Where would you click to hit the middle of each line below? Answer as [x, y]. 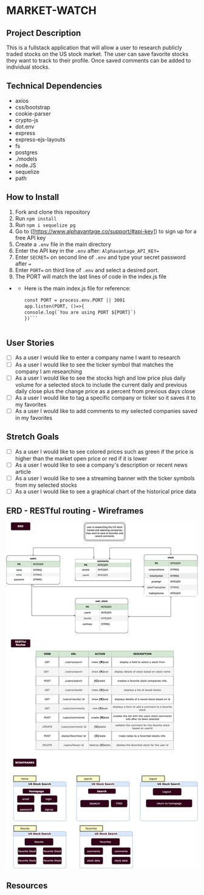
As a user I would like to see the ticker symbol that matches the [94, 365]
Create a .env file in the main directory [63, 244]
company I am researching [48, 371]
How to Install [33, 197]
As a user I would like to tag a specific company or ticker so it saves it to [105, 397]
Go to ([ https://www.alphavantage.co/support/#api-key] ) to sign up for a [106, 231]
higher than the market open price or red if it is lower [81, 458]
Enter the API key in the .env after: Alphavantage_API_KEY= [87, 250]
